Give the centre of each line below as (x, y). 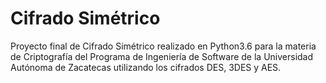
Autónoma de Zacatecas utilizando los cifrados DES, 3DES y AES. (146, 67)
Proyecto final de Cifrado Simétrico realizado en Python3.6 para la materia (163, 46)
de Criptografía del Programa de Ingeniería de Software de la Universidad (162, 56)
